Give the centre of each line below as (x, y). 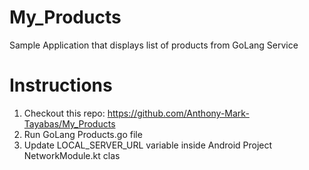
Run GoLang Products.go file (83, 134)
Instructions (61, 85)
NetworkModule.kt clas (72, 155)
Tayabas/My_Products (69, 123)
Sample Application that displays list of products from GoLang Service (154, 45)
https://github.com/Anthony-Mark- (178, 113)
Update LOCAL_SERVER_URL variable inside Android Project (148, 145)
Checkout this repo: (64, 113)
